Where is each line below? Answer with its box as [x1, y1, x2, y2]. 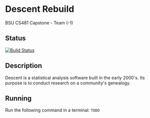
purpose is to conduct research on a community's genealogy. [5, 80, 131, 86]
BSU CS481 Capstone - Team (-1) [5, 20, 73, 26]
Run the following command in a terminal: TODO [5, 107, 100, 113]
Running [5, 94, 32, 102]
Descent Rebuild [5, 3, 74, 15]
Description [5, 62, 42, 70]
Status [5, 34, 26, 42]
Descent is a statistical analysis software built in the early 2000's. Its [5, 75, 145, 80]
